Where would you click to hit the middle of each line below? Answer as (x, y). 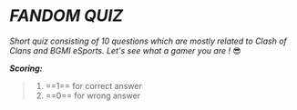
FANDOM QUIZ (67, 16)
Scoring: (26, 68)
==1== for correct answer (94, 85)
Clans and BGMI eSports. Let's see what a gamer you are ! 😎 (125, 50)
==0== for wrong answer (93, 95)
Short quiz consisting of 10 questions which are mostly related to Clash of (148, 41)
